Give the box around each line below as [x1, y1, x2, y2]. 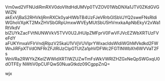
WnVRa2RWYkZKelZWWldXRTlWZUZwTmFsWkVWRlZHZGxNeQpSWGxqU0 [5, 56, 160, 61]
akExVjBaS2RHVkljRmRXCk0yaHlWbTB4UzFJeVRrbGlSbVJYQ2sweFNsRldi [5, 15, 158, 20]
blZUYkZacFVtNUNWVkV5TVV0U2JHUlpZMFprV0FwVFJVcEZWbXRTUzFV [5, 30, 159, 36]
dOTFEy [5, 61, 22, 67]
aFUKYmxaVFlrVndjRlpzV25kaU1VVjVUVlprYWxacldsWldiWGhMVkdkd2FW [5, 40, 159, 46]
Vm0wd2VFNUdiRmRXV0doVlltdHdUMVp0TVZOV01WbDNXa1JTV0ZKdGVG [5, 4, 160, 10]
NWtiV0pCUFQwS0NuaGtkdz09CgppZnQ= [22, 61, 110, 67]
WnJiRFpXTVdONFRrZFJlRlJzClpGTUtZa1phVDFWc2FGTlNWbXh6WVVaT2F [5, 46, 159, 51]
